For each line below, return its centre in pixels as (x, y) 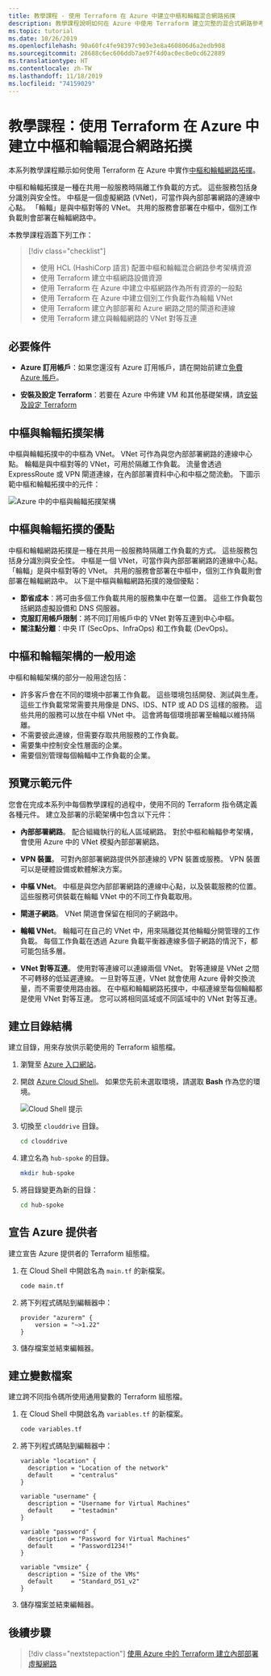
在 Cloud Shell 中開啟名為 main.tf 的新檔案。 (94, 1271)
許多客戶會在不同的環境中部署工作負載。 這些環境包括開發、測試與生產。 (141, 694)
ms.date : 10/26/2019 (43, 38)
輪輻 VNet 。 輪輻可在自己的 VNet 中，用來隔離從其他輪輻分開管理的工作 (140, 931)
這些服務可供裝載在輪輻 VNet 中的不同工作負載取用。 (108, 896)
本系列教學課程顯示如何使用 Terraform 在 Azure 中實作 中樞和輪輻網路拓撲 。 (134, 170)
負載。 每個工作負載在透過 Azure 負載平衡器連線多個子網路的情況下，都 (139, 940)
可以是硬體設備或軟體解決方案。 (73, 869)
